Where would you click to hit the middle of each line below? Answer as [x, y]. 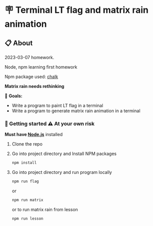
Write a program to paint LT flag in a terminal [57, 106]
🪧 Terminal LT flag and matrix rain [76, 10]
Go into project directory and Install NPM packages [64, 154]
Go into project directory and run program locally [62, 172]
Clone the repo [27, 144]
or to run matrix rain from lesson [45, 209]
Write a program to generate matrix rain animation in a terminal [76, 111]
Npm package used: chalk [31, 76]
